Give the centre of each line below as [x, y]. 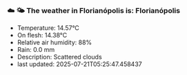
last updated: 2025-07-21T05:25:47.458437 [80, 64]
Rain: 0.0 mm [36, 50]
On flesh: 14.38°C [42, 35]
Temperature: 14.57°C [48, 28]
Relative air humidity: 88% [55, 42]
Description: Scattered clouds [59, 57]
